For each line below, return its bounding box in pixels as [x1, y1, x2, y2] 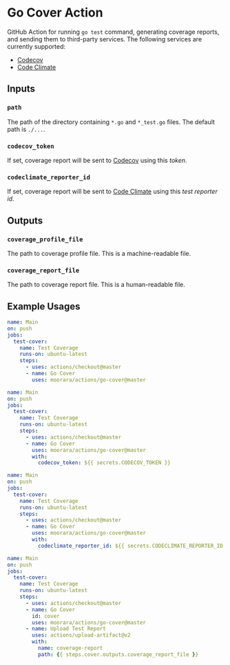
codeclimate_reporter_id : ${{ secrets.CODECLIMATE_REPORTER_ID [37, 542, 224, 549]
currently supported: [7, 42, 65, 50]
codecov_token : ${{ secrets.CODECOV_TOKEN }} [37, 459, 171, 466]
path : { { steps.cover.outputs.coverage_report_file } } [37, 651, 198, 658]
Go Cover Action [7, 5, 103, 21]
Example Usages [7, 300, 81, 312]
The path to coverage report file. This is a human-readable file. [7, 281, 186, 289]
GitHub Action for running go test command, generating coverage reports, [7, 28, 220, 36]
